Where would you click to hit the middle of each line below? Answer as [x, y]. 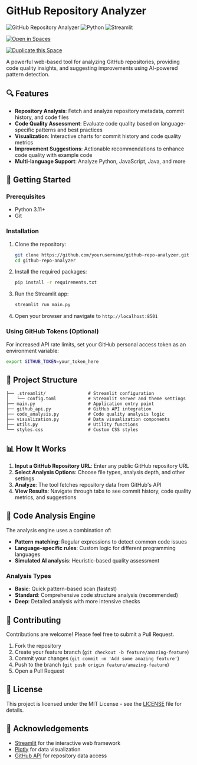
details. [15, 710]
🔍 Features [27, 94]
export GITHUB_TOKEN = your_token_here [52, 361]
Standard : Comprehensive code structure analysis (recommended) [96, 595]
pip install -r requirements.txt [56, 282]
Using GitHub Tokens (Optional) [52, 332]
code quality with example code [53, 155]
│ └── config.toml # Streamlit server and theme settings [96, 399]
